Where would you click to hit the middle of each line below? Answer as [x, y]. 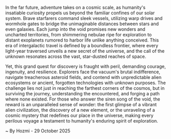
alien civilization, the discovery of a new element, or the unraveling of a [80, 110]
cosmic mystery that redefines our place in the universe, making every [79, 115]
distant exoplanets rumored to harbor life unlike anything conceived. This [82, 40]
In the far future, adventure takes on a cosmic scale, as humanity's [75, 7]
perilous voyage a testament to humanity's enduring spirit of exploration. [82, 121]
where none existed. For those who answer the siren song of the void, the [83, 99]
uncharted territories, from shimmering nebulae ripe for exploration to [79, 35]
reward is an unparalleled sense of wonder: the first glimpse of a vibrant [81, 104]
